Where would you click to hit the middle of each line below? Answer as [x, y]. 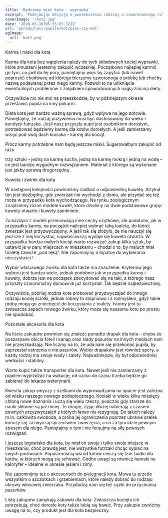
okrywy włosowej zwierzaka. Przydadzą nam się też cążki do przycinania [81, 484]
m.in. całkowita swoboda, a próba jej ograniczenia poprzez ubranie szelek [81, 417]
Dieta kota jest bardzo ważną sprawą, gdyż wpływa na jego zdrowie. [76, 113]
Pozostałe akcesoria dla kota [35, 324]
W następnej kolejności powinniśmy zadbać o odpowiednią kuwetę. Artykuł [83, 189]
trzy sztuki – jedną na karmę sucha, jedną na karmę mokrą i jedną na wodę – [84, 159]
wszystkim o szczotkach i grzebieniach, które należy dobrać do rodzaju [79, 479]
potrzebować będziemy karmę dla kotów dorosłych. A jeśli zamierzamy [78, 129]
